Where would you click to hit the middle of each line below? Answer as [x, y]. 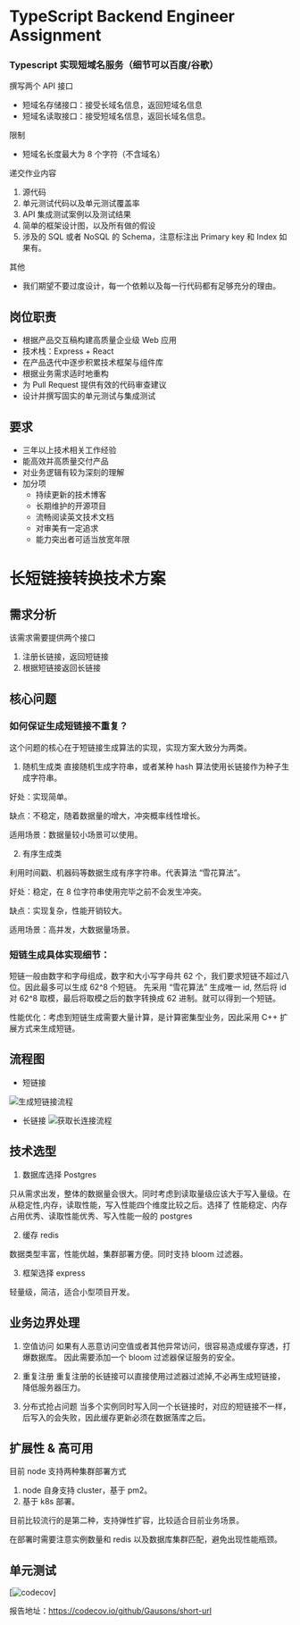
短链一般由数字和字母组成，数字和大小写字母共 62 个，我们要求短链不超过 [146, 976]
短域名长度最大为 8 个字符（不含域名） [93, 155]
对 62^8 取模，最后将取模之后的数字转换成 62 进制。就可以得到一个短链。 [145, 999]
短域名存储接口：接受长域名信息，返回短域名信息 [112, 105]
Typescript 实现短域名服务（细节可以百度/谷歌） [114, 65]
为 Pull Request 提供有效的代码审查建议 [94, 385]
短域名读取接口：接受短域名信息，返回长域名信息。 [116, 116]
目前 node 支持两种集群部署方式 [68, 1471]
